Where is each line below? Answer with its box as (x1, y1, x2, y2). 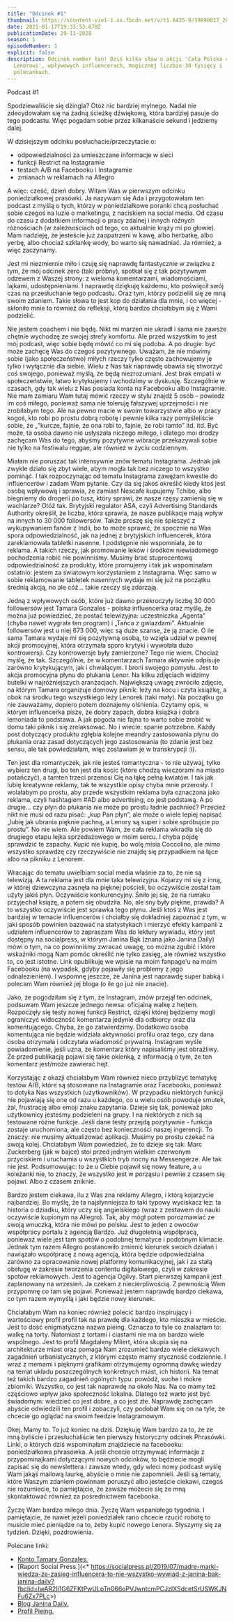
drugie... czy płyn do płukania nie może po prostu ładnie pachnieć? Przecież (7, 803, 226, 811)
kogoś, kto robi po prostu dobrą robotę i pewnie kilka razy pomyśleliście (7, 413, 214, 422)
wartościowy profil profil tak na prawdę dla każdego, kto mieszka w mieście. (7, 1315, 227, 1323)
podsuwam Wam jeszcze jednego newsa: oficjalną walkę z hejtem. (7, 1000, 198, 1009)
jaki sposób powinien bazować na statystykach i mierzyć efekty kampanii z (7, 920, 223, 928)
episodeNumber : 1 (7, 43, 58, 50)
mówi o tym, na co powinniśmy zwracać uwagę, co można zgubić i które (7, 942, 216, 951)
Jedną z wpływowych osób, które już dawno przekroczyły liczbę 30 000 (7, 596, 215, 604)
